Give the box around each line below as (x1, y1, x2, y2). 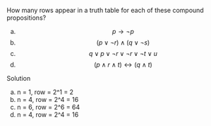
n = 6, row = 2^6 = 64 (16, 103, 80, 111)
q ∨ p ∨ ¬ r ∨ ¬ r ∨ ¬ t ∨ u (88, 50, 158, 57)
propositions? (6, 13, 47, 22)
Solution (6, 74, 31, 82)
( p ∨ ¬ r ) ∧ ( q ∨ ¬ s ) (96, 38, 150, 47)
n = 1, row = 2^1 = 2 (16, 88, 74, 96)
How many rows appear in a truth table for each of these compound (6, 6, 204, 14)
